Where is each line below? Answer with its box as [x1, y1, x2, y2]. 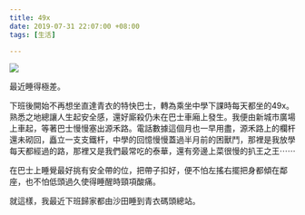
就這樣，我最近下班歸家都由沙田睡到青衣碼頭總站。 [9, 196, 201, 207]
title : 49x [9, 13, 51, 23]
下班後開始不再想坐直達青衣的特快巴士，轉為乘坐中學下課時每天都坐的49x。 [9, 101, 295, 112]
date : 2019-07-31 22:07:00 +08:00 [9, 22, 141, 31]
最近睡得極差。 [9, 81, 65, 92]
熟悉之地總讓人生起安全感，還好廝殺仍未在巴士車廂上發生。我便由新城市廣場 [9, 112, 296, 122]
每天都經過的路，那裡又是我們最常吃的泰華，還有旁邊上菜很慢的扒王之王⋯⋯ [9, 146, 296, 157]
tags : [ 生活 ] [9, 30, 56, 39]
